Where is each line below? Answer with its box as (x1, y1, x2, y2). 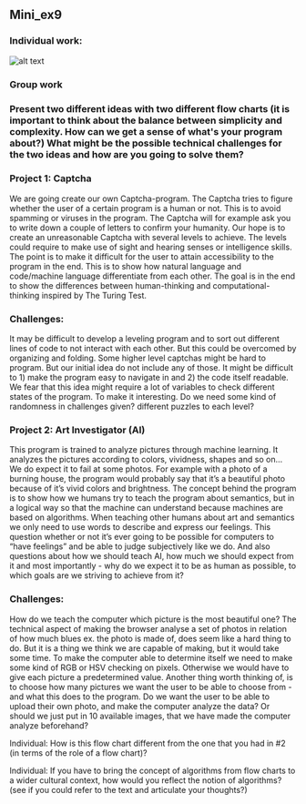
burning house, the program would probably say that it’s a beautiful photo (9, 473, 285, 484)
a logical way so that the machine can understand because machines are (9, 503, 284, 514)
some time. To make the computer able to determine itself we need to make (9, 652, 293, 663)
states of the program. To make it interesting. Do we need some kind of (9, 392, 277, 402)
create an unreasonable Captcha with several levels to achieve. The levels (9, 231, 287, 242)
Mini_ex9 (9, 7, 62, 23)
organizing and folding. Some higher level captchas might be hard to (9, 352, 267, 363)
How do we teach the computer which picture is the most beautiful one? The (9, 614, 297, 625)
